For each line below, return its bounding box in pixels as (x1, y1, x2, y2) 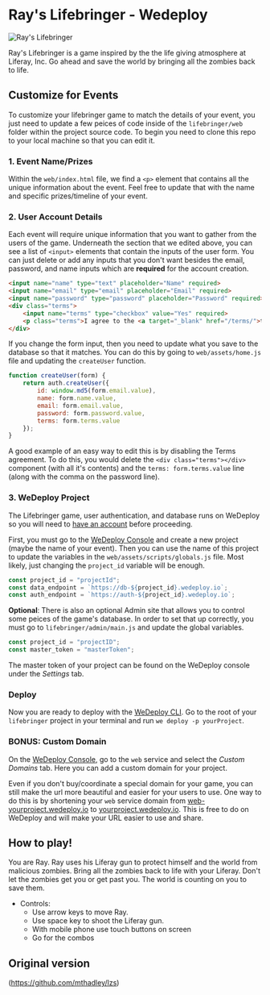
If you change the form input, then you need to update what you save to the (8, 339, 259, 348)
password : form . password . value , (37, 409, 146, 417)
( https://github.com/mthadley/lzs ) (8, 978, 120, 988)
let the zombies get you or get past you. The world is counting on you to (8, 875, 247, 885)
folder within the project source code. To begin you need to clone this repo (8, 127, 256, 136)
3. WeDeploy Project (8, 492, 90, 503)
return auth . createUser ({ (22, 379, 110, 388)
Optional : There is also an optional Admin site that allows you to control (8, 606, 245, 615)
